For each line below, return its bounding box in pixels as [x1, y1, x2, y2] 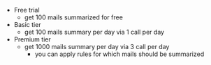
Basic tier [13, 21, 41, 28]
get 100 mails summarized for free [24, 13, 124, 21]
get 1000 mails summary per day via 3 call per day [24, 43, 170, 50]
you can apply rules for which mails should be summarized [34, 50, 205, 58]
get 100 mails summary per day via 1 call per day [24, 28, 165, 36]
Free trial [13, 6, 40, 14]
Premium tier [13, 35, 51, 44]
